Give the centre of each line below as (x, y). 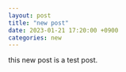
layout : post (30, 15)
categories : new (35, 38)
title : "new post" (38, 23)
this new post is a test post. (53, 60)
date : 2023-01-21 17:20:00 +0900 (63, 30)
